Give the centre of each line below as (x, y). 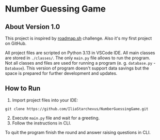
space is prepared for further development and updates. (61, 73)
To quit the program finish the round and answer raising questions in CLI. (78, 132)
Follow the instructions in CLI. (41, 123)
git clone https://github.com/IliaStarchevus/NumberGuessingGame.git (77, 109)
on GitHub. (16, 43)
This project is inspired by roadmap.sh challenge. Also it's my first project (79, 38)
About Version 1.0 (32, 27)
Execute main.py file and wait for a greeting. (56, 118)
